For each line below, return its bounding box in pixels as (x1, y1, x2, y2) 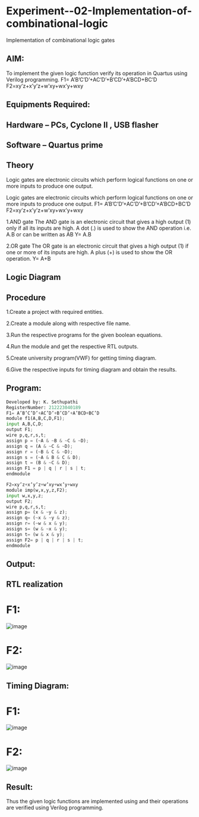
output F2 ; (6, 498, 33, 504)
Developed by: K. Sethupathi (6, 399, 78, 405)
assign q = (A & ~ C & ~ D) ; (6, 443, 73, 449)
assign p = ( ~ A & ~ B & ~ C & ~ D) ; (6, 438, 89, 444)
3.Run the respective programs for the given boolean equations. (6, 331, 163, 338)
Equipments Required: (6, 99, 90, 110)
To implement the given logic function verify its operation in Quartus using (6, 70, 188, 77)
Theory (6, 160, 34, 170)
